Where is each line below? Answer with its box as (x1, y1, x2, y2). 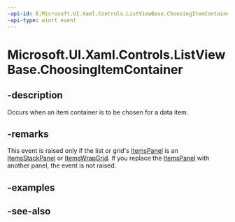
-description (7, 89, 63, 101)
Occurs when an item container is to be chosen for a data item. (7, 108, 189, 116)
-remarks (7, 128, 49, 140)
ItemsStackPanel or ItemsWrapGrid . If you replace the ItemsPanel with (7, 154, 210, 163)
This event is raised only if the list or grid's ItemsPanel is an (7, 147, 178, 155)
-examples (7, 182, 55, 193)
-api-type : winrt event (7, 17, 77, 24)
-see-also (7, 205, 51, 217)
